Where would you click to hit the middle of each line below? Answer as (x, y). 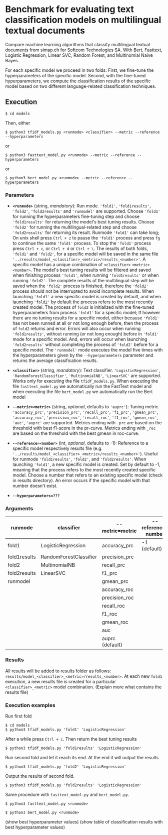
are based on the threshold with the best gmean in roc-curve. (76, 433)
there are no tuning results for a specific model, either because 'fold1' (86, 318)
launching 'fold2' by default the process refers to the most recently (83, 302)
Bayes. (12, 60)
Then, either (18, 123)
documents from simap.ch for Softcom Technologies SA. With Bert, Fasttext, (84, 50)
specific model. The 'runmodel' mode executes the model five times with (87, 350)
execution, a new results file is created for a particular (60, 681)
